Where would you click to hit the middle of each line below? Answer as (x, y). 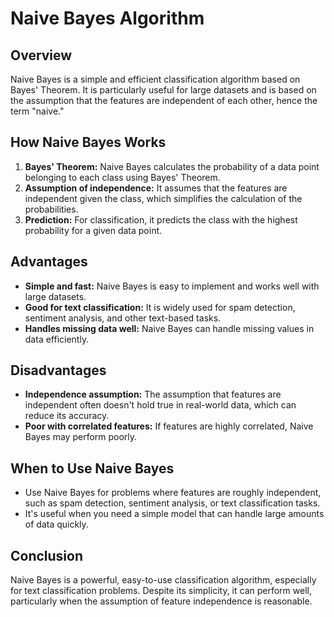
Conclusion (47, 555)
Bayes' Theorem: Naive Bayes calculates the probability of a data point (172, 166)
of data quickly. (56, 524)
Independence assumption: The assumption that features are (153, 394)
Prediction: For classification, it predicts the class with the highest (161, 219)
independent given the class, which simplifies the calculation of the (163, 198)
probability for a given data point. (93, 230)
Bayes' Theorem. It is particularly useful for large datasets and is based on (163, 90)
